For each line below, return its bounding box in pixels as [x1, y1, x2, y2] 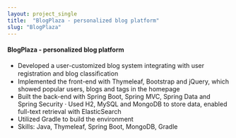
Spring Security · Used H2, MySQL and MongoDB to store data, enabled [17, 100, 228, 108]
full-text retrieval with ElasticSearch [17, 107, 122, 115]
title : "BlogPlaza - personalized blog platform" [7, 17, 160, 24]
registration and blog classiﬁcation [17, 69, 119, 78]
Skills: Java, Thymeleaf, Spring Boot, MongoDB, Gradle [17, 122, 178, 131]
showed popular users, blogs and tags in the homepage [17, 84, 180, 93]
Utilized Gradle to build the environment [17, 115, 134, 123]
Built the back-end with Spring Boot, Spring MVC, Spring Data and [17, 92, 211, 100]
